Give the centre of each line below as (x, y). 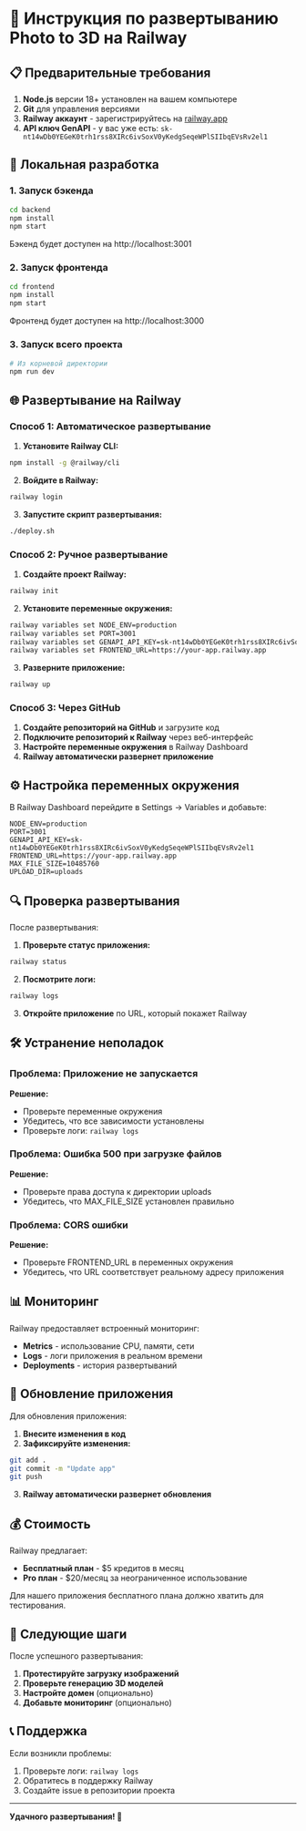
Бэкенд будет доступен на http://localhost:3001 (101, 244)
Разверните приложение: (74, 668)
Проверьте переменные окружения (92, 1111)
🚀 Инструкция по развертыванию (144, 19)
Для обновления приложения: (68, 1415)
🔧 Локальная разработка (84, 165)
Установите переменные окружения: (97, 608)
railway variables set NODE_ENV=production (93, 625)
